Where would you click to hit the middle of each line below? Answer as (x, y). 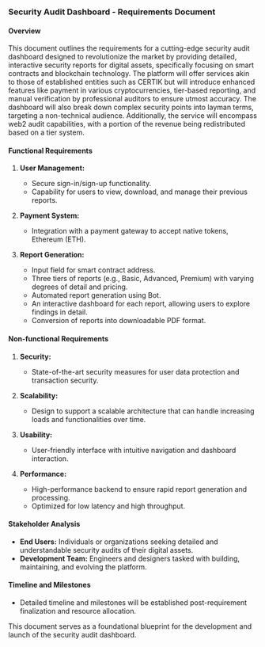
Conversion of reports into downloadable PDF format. (119, 321)
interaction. (50, 459)
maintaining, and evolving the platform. (83, 567)
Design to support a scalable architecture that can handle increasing (143, 411)
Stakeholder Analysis (44, 524)
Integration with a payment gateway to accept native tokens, (130, 231)
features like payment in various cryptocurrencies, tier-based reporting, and (132, 90)
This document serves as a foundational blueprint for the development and (130, 626)
